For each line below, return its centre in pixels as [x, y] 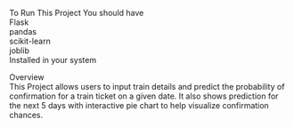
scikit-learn [30, 41]
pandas [23, 32]
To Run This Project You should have [77, 13]
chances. [26, 115]
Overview [27, 77]
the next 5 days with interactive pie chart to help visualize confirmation [139, 105]
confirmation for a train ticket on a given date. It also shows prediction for [144, 96]
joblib [19, 51]
